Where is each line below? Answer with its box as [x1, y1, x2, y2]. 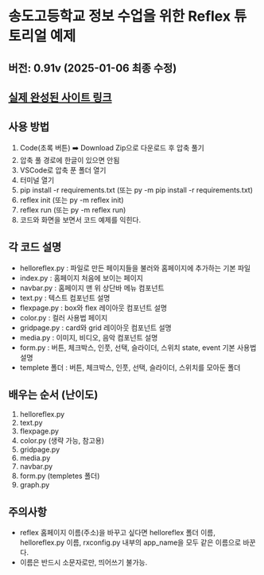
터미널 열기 [19, 175, 55, 185]
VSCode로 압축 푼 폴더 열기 [19, 165, 107, 175]
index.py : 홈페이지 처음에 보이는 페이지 [19, 273, 143, 282]
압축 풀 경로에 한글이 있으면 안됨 [19, 155, 120, 165]
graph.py [19, 480, 50, 490]
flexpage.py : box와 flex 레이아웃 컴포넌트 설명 [19, 303, 168, 313]
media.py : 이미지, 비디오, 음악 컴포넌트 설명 [19, 332, 158, 342]
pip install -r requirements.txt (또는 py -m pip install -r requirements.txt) [19, 185, 253, 195]
